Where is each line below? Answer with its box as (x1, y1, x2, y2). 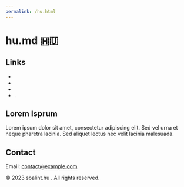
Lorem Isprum (5, 109, 58, 119)
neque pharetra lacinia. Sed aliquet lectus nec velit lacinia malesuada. (5, 130, 174, 138)
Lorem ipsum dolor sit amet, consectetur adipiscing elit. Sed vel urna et (5, 124, 178, 131)
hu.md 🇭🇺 (5, 33, 59, 47)
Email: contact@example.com (5, 163, 78, 170)
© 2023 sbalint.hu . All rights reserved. (5, 174, 100, 182)
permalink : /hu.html (5, 8, 56, 15)
